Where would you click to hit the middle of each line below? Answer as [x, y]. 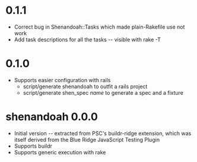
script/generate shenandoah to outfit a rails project [85, 86]
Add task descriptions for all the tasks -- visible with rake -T [87, 39]
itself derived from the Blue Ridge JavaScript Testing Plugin [87, 139]
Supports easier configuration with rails [62, 80]
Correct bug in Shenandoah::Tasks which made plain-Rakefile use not [99, 27]
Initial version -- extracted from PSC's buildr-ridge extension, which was [103, 133]
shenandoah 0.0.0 [52, 117]
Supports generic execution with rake [60, 152]
